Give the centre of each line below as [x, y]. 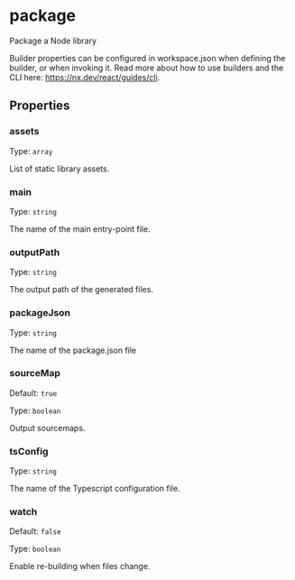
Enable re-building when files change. [80, 566]
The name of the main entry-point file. [80, 229]
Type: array [31, 151]
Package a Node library [53, 41]
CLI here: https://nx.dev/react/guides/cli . [85, 77]
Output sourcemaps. [47, 428]
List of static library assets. [60, 169]
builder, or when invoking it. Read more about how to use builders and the [147, 68]
